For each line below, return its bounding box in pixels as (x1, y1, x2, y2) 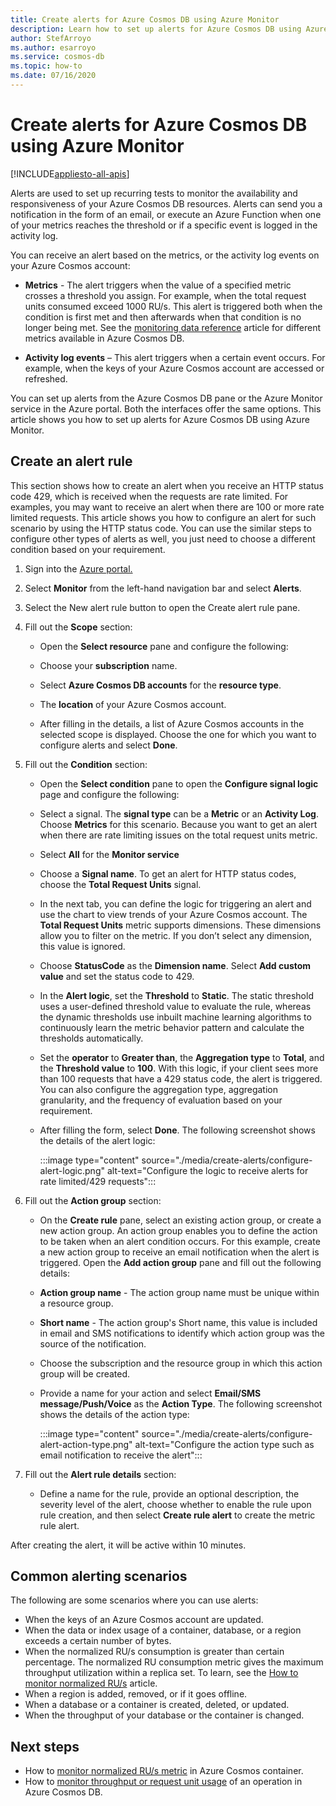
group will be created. (39, 1367, 131, 1380)
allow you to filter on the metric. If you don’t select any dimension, (39, 929, 312, 941)
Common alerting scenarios (10, 1568, 188, 1585)
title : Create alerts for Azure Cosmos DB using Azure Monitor (10, 14, 280, 25)
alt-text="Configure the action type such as (134, 1438, 315, 1450)
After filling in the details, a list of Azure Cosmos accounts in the (39, 717, 305, 730)
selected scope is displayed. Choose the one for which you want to (39, 728, 317, 740)
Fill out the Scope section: (24, 621, 133, 633)
